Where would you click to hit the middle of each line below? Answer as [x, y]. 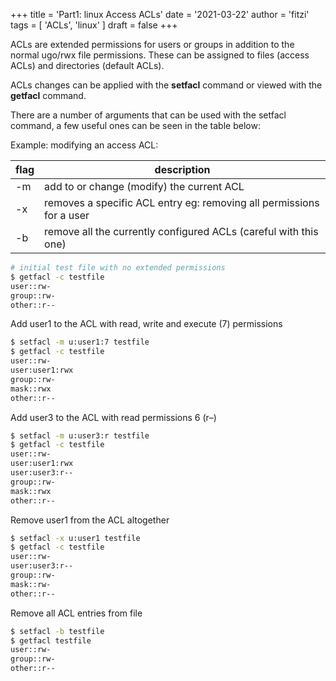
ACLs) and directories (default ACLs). [87, 65]
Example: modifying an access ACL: [84, 145]
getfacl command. [48, 95]
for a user [67, 215]
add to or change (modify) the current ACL [144, 186]
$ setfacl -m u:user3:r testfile [80, 435]
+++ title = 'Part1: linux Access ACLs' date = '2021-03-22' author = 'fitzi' [160, 14]
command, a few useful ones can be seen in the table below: [135, 125]
